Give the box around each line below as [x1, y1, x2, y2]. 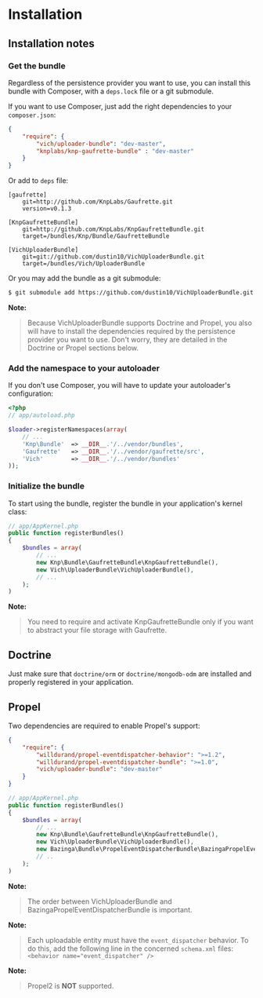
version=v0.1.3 [22, 205, 72, 213]
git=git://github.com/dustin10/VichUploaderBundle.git [22, 253, 205, 261]
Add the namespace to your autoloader [8, 363, 160, 374]
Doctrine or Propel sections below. [27, 343, 139, 353]
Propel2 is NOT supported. [27, 981, 114, 990]
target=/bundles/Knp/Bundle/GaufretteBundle [22, 232, 170, 240]
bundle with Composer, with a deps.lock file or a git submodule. [8, 86, 214, 96]
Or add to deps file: [8, 176, 69, 185]
